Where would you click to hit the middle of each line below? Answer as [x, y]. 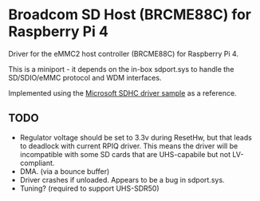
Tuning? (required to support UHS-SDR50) [89, 188]
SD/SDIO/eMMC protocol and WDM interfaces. [85, 77]
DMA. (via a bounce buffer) [65, 171]
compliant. [37, 163]
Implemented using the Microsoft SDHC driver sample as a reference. [122, 93]
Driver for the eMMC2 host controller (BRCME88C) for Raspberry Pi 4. [124, 53]
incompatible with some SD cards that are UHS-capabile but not [125, 154]
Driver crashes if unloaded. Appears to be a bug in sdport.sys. [122, 179]
